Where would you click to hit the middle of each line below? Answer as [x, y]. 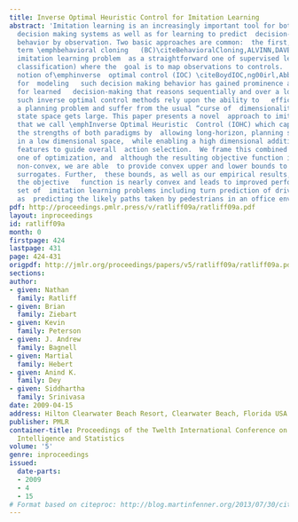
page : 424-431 [35, 257]
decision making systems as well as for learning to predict [133, 34]
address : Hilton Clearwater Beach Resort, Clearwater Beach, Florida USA [149, 414]
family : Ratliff [47, 298]
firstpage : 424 [37, 241]
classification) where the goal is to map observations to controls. [150, 67]
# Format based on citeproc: [63, 504]
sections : [27, 273]
